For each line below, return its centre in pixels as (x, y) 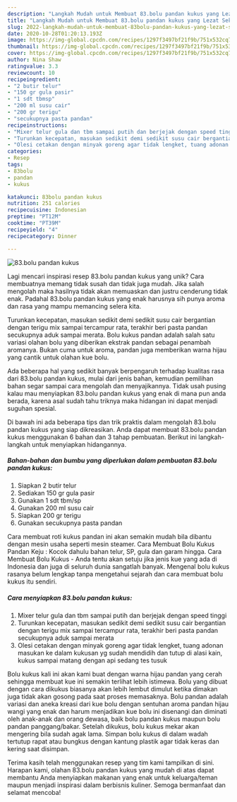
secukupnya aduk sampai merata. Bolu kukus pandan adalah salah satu (111, 335)
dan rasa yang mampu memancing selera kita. (74, 306)
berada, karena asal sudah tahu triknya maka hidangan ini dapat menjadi (113, 401)
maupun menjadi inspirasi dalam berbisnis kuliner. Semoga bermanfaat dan (116, 785)
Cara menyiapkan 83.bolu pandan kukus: (70, 598)
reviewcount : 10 (31, 73)
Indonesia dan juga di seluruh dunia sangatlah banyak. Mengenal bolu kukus (119, 567)
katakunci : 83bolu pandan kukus (55, 197)
